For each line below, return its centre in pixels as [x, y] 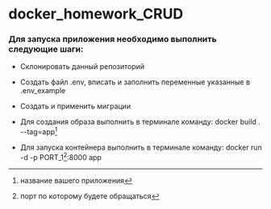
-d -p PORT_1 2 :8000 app [61, 156]
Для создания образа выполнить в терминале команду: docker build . [140, 122]
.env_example [43, 91]
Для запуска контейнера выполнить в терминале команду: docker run [141, 148]
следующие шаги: [46, 49]
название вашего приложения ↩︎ [76, 180]
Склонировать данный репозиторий [82, 67]
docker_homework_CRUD [96, 14]
